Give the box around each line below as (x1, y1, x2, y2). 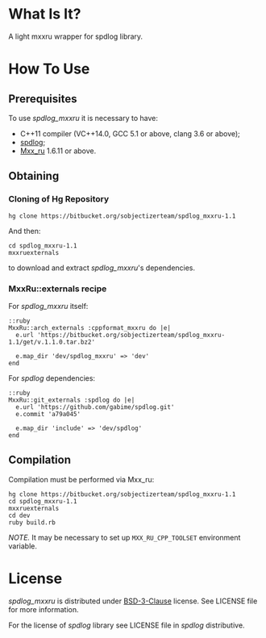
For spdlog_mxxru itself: (8, 301, 89, 311)
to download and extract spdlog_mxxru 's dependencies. (8, 263, 196, 273)
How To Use (8, 60, 90, 78)
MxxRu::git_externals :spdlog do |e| (8, 396, 135, 404)
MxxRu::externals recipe (8, 283, 107, 294)
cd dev (8, 511, 31, 519)
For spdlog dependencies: (8, 373, 95, 383)
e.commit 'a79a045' (15, 410, 81, 418)
